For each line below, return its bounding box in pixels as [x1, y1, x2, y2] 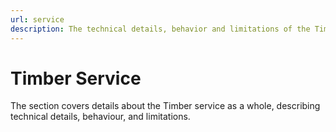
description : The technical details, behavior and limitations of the [10, 24, 311, 34]
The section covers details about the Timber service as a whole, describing [10, 100, 321, 112]
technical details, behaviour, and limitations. [10, 111, 191, 123]
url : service [10, 14, 65, 25]
